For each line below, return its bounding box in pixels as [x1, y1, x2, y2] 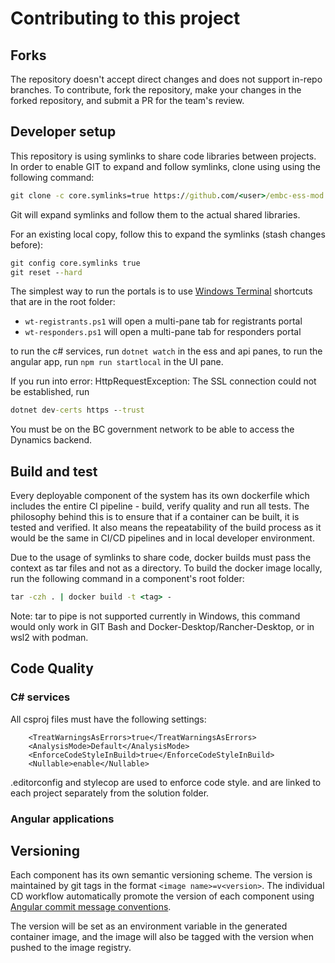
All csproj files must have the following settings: [10, 713, 207, 725]
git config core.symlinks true [10, 258, 141, 268]
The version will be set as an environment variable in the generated [10, 920, 288, 932]
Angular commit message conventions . [10, 901, 172, 913]
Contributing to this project [10, 7, 241, 30]
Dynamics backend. [10, 434, 93, 446]
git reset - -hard [10, 267, 83, 277]
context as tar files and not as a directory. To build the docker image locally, [10, 562, 323, 574]
